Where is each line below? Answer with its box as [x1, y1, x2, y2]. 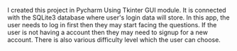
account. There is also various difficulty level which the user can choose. [7, 36, 221, 44]
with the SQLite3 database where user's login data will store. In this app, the [7, 13, 230, 22]
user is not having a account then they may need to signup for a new [7, 28, 208, 36]
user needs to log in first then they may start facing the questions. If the [7, 21, 217, 29]
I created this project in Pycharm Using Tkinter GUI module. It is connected [7, 6, 226, 14]
